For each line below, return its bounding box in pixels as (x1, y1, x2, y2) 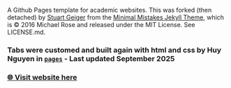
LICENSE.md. (7, 28, 46, 36)
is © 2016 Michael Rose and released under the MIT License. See (7, 21, 195, 28)
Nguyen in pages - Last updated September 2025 (7, 53, 175, 63)
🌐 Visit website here (7, 72, 77, 82)
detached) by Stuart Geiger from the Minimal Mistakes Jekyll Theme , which (7, 13, 225, 21)
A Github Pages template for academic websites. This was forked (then (7, 6, 212, 14)
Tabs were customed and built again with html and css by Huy (7, 45, 222, 55)
